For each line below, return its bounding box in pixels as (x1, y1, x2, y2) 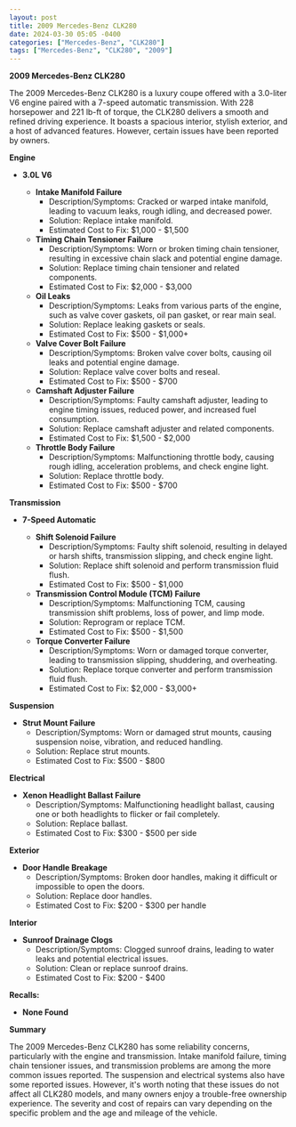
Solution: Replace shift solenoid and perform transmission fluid (48, 560, 279, 571)
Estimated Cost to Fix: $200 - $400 (35, 972, 166, 984)
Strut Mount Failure (21, 718, 96, 728)
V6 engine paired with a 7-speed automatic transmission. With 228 (9, 97, 254, 108)
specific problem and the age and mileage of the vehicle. (9, 1107, 218, 1118)
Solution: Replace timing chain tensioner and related (48, 263, 240, 273)
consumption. (48, 414, 100, 425)
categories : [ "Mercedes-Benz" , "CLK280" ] (9, 37, 165, 47)
